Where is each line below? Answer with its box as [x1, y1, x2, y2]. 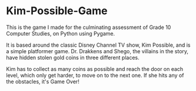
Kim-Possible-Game [6, 4, 108, 18]
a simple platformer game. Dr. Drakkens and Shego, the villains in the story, [6, 47, 189, 54]
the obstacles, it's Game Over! [6, 78, 79, 85]
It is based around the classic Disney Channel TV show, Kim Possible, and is [6, 41, 191, 48]
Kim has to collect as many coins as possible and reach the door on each [6, 65, 184, 72]
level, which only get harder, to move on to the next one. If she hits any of [6, 71, 184, 79]
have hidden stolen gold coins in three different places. [6, 54, 139, 61]
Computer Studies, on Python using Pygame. [6, 30, 115, 37]
